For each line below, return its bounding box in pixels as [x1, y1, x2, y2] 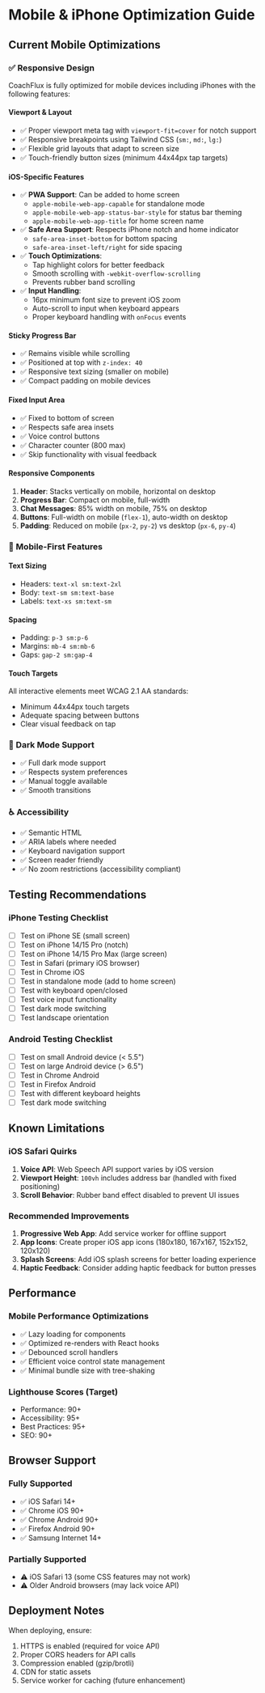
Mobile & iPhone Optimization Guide [8, 6, 255, 24]
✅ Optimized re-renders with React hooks [19, 1338, 160, 1348]
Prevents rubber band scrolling [32, 277, 136, 287]
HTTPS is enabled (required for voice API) [19, 1640, 160, 1651]
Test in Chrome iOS [19, 967, 85, 976]
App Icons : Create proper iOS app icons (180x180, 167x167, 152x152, [19, 1237, 248, 1246]
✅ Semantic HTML [19, 827, 82, 838]
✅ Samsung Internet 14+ [19, 1533, 103, 1543]
